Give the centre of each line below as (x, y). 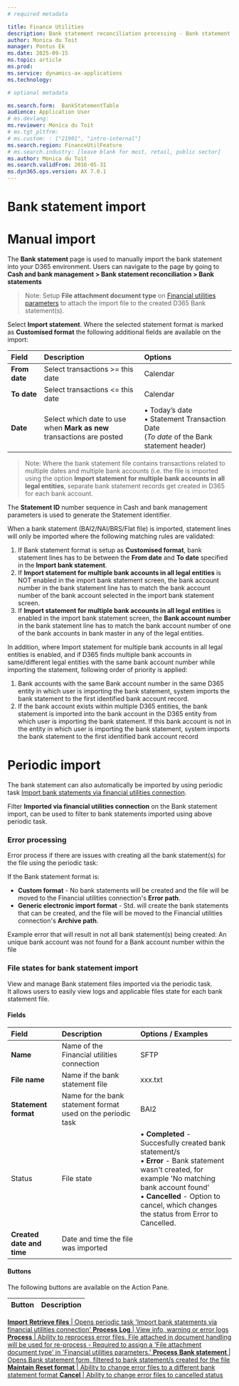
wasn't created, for (172, 1170)
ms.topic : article (34, 60)
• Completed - (165, 1134)
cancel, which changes (179, 1205)
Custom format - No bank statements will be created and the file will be (123, 891)
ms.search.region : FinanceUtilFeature (65, 145)
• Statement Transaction (185, 419)
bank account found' (175, 1187)
